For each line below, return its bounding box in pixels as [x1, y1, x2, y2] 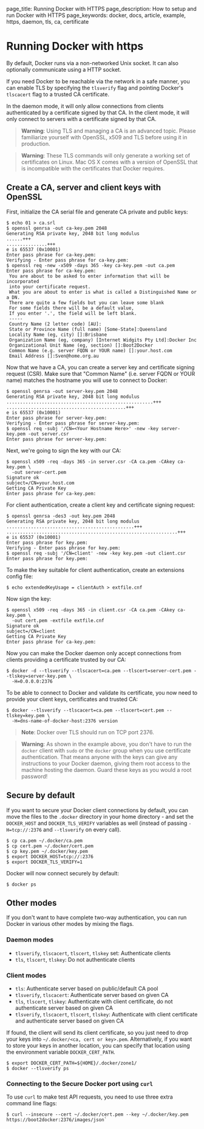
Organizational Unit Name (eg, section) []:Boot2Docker [8, 342, 154, 349]
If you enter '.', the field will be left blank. [8, 310, 137, 316]
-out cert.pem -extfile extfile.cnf [12, 617, 104, 624]
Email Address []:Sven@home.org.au [8, 353, 99, 359]
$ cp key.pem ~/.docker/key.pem [6, 848, 88, 854]
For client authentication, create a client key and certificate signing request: [6, 501, 195, 509]
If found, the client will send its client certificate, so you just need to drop [6, 1029, 189, 1036]
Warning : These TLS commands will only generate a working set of [21, 151, 191, 159]
